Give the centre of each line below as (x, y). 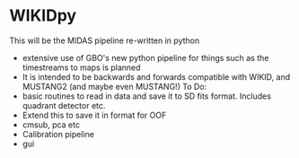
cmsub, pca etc (51, 124)
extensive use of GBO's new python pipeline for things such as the (145, 57)
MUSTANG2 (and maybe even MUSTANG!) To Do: (114, 86)
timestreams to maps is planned (81, 67)
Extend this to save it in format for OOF (94, 115)
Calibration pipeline (58, 134)
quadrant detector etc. (64, 105)
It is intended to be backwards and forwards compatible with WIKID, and (156, 76)
